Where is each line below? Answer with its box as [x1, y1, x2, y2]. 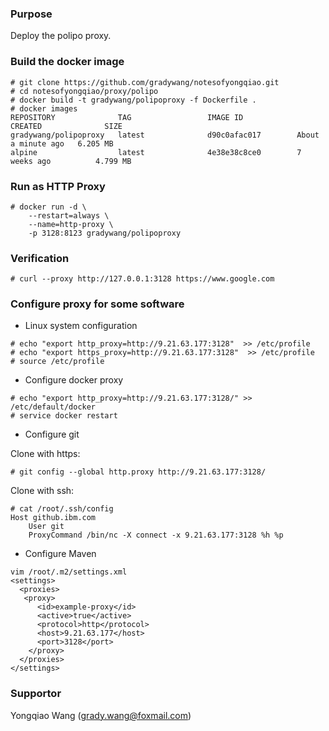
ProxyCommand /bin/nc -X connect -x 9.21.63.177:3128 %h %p [28, 530, 284, 541]
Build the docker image [10, 55, 125, 69]
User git [28, 522, 65, 532]
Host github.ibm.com [10, 513, 97, 523]
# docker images [10, 103, 78, 114]
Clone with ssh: [10, 485, 75, 497]
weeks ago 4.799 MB [10, 156, 132, 166]
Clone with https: [10, 448, 81, 460]
